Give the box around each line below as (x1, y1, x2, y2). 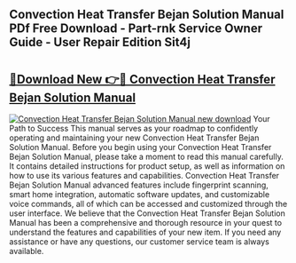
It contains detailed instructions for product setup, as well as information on (9, 161, 285, 171)
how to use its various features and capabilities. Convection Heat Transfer (9, 171, 280, 180)
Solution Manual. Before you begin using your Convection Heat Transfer (9, 142, 272, 152)
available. (9, 246, 44, 256)
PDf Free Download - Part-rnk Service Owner (9, 21, 263, 36)
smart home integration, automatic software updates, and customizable (9, 189, 270, 199)
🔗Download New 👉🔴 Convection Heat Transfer (9, 71, 276, 87)
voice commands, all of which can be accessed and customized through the (9, 199, 288, 209)
